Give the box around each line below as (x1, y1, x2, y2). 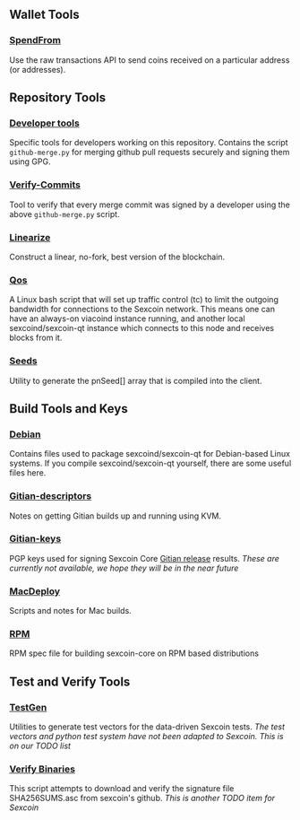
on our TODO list (9, 740, 72, 752)
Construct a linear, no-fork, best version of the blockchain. (9, 251, 226, 262)
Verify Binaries (9, 763, 76, 775)
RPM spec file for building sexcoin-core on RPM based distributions (9, 648, 260, 659)
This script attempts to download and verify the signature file (9, 783, 235, 794)
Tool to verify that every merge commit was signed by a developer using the (9, 199, 291, 210)
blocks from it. (9, 332, 63, 344)
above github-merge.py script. (9, 208, 120, 219)
